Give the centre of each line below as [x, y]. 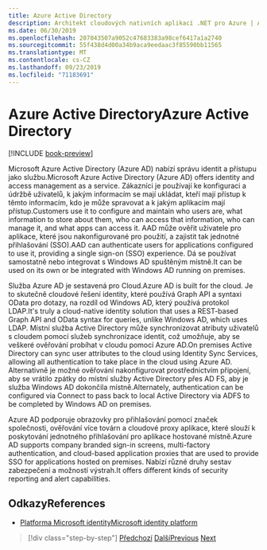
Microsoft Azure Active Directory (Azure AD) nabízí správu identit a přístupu [132, 169]
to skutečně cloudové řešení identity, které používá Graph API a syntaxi [125, 294]
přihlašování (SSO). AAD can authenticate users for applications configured [131, 244]
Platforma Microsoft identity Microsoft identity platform [109, 523]
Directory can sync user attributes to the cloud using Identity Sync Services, [133, 353]
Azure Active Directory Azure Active [129, 114]
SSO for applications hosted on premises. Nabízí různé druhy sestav [120, 462]
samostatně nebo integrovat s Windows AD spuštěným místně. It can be [125, 261]
